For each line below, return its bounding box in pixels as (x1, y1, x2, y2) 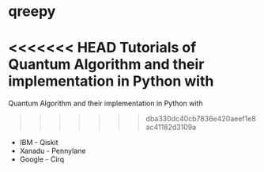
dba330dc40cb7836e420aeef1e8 (145, 114, 257, 124)
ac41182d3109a (145, 122, 197, 132)
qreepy (8, 2, 56, 21)
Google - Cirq (19, 155, 65, 164)
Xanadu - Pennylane (19, 146, 86, 156)
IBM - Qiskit (19, 138, 58, 147)
